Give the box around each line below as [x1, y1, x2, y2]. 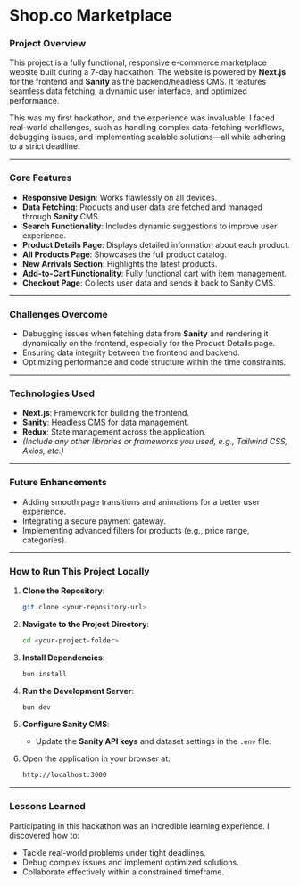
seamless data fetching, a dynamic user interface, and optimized [9, 86, 248, 96]
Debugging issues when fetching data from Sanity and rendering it [21, 328, 269, 339]
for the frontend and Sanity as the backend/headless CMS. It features [9, 77, 266, 87]
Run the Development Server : [21, 685, 135, 696]
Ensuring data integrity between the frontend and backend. [21, 347, 241, 358]
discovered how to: [9, 830, 80, 840]
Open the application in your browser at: [21, 753, 171, 764]
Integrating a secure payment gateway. [21, 515, 167, 526]
